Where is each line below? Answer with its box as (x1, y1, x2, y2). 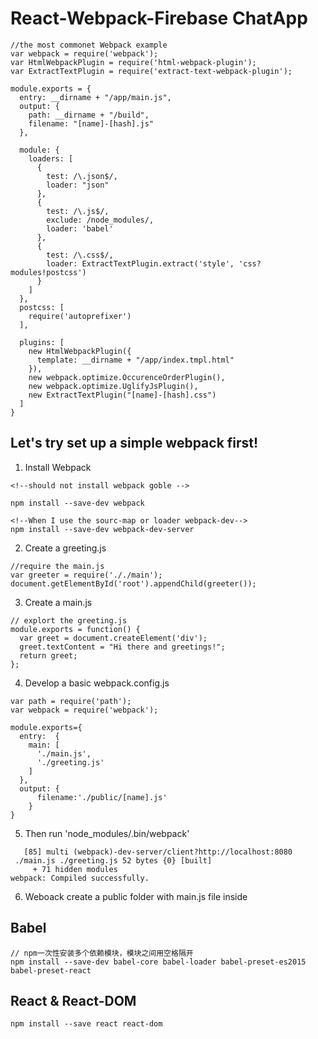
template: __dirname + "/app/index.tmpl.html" (36, 355, 235, 365)
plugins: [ (19, 337, 65, 347)
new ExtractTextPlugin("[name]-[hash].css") (28, 390, 217, 400)
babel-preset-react (10, 965, 92, 976)
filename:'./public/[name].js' (36, 792, 168, 802)
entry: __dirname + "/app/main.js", (19, 92, 172, 102)
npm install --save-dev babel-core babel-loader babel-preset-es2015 (10, 957, 307, 967)
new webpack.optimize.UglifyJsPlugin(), (28, 381, 199, 391)
